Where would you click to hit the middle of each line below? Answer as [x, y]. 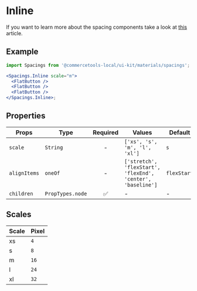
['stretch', [141, 161]
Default [180, 132]
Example [22, 52]
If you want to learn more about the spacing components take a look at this [97, 27]
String [54, 147]
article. [14, 33]
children [21, 194]
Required [106, 132]
